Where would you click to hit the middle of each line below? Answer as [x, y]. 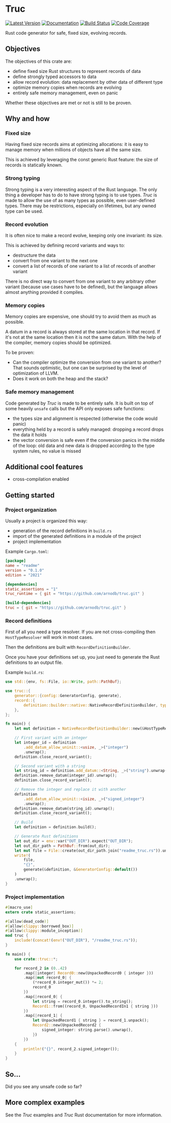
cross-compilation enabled [41, 479]
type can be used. [24, 211]
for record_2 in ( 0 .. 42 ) [41, 968]
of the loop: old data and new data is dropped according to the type [84, 445]
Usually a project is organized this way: [46, 521]
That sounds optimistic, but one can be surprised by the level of [80, 368]
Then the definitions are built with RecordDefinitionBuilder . [68, 647]
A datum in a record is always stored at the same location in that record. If [83, 332]
